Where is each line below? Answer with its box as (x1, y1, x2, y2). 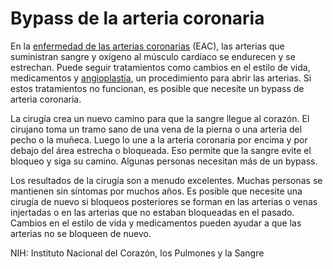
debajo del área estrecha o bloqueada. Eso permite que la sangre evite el (10, 144, 312, 156)
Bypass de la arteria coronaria (10, 7, 265, 30)
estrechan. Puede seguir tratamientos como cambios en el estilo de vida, (10, 61, 311, 73)
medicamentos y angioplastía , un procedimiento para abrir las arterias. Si (10, 72, 312, 84)
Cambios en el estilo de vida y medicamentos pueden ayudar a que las (10, 217, 302, 229)
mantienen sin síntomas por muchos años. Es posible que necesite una (10, 185, 303, 197)
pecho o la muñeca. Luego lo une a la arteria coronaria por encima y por (10, 133, 308, 146)
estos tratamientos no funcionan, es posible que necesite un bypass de (10, 82, 305, 94)
